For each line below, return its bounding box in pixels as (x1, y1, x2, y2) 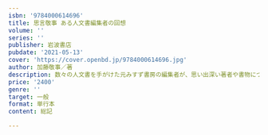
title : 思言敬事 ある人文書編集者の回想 (8, 19, 126, 27)
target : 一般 (8, 93, 49, 101)
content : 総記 (8, 108, 53, 116)
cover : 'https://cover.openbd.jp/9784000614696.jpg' (8, 56, 187, 64)
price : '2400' (8, 78, 56, 86)
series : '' (8, 33, 45, 42)
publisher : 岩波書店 (8, 41, 72, 49)
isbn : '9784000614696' (8, 11, 84, 20)
